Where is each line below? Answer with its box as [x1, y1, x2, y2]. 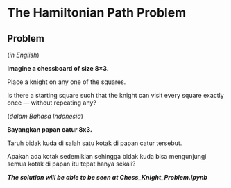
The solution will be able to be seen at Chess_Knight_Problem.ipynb [7, 173, 208, 181]
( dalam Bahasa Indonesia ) [7, 112, 83, 120]
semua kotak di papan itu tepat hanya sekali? [7, 160, 136, 168]
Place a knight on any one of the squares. [7, 78, 126, 86]
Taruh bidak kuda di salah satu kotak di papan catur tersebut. [7, 139, 182, 147]
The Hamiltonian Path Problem [7, 5, 187, 21]
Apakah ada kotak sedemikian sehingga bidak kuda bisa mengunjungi [7, 153, 207, 160]
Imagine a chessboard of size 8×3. [7, 65, 109, 72]
